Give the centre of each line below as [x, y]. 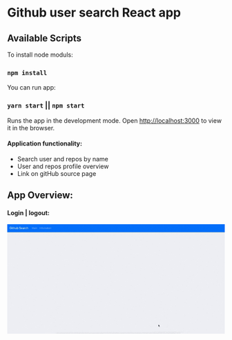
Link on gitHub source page [57, 173]
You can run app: [32, 88]
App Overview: [40, 196]
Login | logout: [29, 212]
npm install [27, 73]
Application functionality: [45, 143]
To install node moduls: [40, 54]
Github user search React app [94, 13]
